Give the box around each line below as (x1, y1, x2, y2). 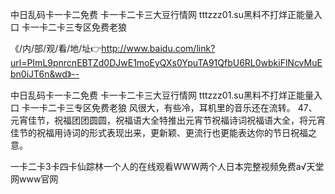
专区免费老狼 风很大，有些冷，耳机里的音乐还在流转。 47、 (73, 102, 318, 113)
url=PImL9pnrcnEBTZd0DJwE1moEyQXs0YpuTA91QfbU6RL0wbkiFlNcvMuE (10, 57, 323, 68)
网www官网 (10, 173, 59, 185)
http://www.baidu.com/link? (101, 43, 216, 54)
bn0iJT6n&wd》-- (10, 68, 80, 80)
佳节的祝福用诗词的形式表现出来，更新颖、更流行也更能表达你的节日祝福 (10, 127, 308, 138)
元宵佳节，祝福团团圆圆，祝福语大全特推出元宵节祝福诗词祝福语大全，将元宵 (10, 114, 326, 126)
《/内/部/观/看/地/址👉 (10, 43, 102, 54)
